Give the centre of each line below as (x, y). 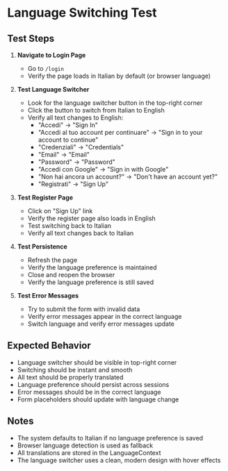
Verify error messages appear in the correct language (105, 316)
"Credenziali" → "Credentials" (81, 147)
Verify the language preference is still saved (91, 282)
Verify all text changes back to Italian (81, 233)
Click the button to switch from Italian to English (96, 110)
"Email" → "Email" (64, 155)
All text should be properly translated (70, 377)
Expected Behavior (49, 346)
